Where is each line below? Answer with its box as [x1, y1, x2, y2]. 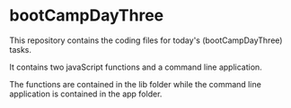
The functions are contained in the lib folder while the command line [9, 79, 262, 89]
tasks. [9, 44, 32, 54]
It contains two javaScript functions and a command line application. [9, 62, 262, 72]
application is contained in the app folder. [9, 88, 163, 99]
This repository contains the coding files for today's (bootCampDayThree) [9, 35, 283, 46]
